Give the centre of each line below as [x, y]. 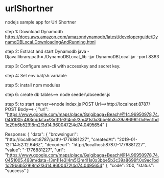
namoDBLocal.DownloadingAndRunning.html [50, 42]
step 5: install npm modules [33, 85]
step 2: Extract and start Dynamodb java [46, 51]
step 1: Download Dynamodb [34, 31]
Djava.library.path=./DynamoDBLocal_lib [46, 56]
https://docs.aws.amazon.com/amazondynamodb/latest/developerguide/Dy [82, 37]
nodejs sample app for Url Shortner [41, 22]
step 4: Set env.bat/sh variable [36, 75]
